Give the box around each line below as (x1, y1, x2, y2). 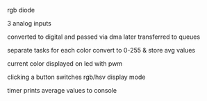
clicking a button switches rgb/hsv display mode (7, 73, 146, 81)
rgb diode (7, 6, 35, 14)
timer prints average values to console (7, 86, 117, 94)
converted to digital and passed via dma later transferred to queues (7, 33, 200, 41)
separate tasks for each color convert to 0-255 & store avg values (7, 46, 196, 54)
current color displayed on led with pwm (7, 59, 123, 68)
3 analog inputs (7, 19, 52, 27)
